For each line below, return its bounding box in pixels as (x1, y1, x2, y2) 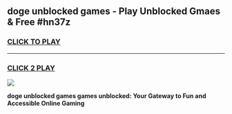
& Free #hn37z (7, 17, 71, 28)
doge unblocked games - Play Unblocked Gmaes (7, 6, 221, 17)
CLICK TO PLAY (7, 37, 61, 47)
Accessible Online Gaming (7, 99, 85, 107)
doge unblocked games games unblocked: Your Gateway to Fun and (7, 91, 206, 99)
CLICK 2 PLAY (7, 63, 55, 73)
